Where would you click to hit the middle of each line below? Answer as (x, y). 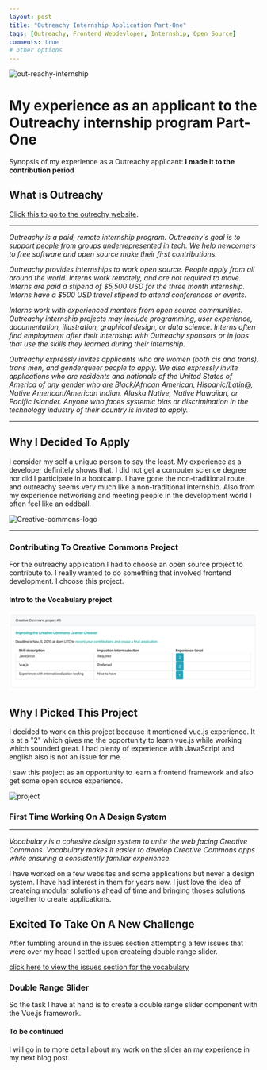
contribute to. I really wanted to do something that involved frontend (120, 573)
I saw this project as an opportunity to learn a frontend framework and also (131, 773)
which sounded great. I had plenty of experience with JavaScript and (122, 749)
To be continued (36, 1032)
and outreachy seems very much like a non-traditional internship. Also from (132, 487)
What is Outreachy (56, 195)
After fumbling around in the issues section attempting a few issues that (126, 943)
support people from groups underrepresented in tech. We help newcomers (132, 245)
